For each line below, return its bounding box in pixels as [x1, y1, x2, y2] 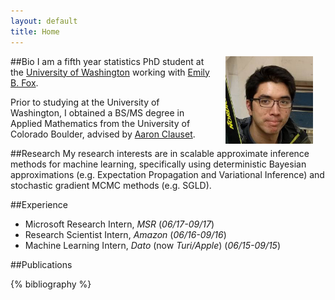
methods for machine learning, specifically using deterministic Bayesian [10, 158, 307, 170]
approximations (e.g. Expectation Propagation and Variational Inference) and [10, 168, 325, 180]
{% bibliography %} [10, 278, 92, 290]
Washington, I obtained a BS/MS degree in [10, 106, 185, 119]
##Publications [10, 258, 73, 270]
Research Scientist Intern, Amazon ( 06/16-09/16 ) [24, 228, 227, 240]
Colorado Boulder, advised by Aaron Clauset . [10, 128, 196, 140]
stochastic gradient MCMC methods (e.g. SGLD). [10, 179, 212, 191]
